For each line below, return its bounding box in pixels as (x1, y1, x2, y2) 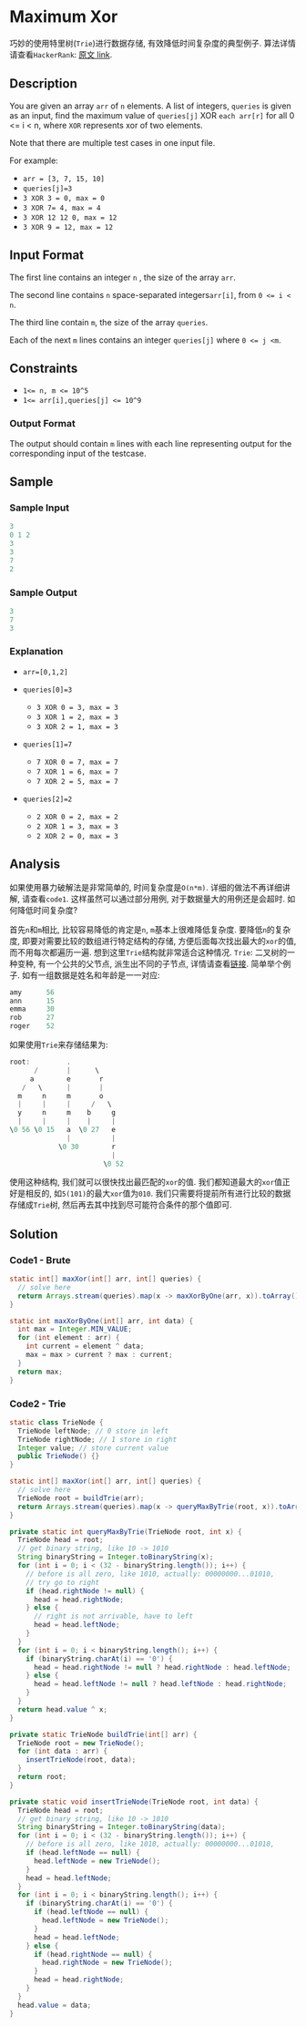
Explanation (9, 645, 64, 658)
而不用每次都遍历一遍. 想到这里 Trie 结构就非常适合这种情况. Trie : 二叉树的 (9, 946, 288, 958)
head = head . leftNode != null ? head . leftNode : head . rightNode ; (33, 1680, 287, 1689)
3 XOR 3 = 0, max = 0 (22, 193, 105, 202)
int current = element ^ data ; (25, 1342, 145, 1351)
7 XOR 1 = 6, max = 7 (36, 767, 118, 777)
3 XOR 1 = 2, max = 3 (36, 713, 118, 722)
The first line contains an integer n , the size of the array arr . (9, 272, 237, 283)
